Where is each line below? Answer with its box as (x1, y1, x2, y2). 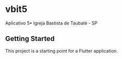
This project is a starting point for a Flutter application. (5, 47, 118, 53)
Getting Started (5, 34, 55, 43)
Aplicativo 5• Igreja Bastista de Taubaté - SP (5, 20, 98, 26)
